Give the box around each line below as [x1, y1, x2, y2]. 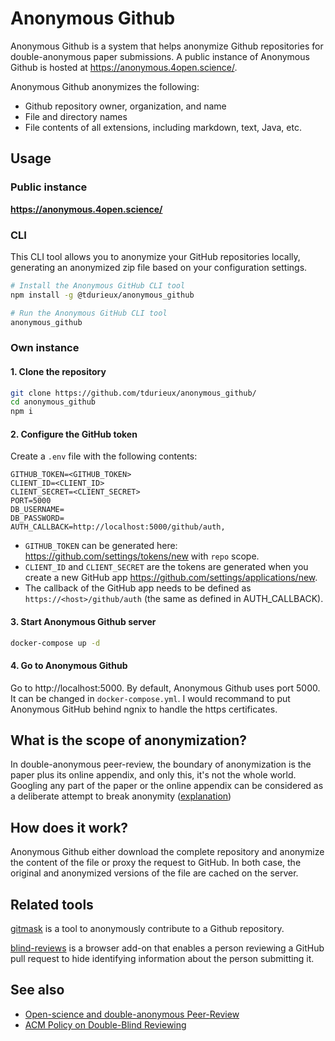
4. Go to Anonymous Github [10, 660, 128, 672]
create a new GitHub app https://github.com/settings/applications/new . [24, 572, 318, 584]
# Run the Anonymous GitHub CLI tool [10, 308, 168, 318]
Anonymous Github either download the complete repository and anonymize [10, 846, 325, 858]
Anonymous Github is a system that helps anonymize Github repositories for [10, 40, 324, 52]
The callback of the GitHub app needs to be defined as [24, 582, 252, 594]
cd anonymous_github [10, 397, 97, 407]
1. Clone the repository [10, 365, 107, 377]
